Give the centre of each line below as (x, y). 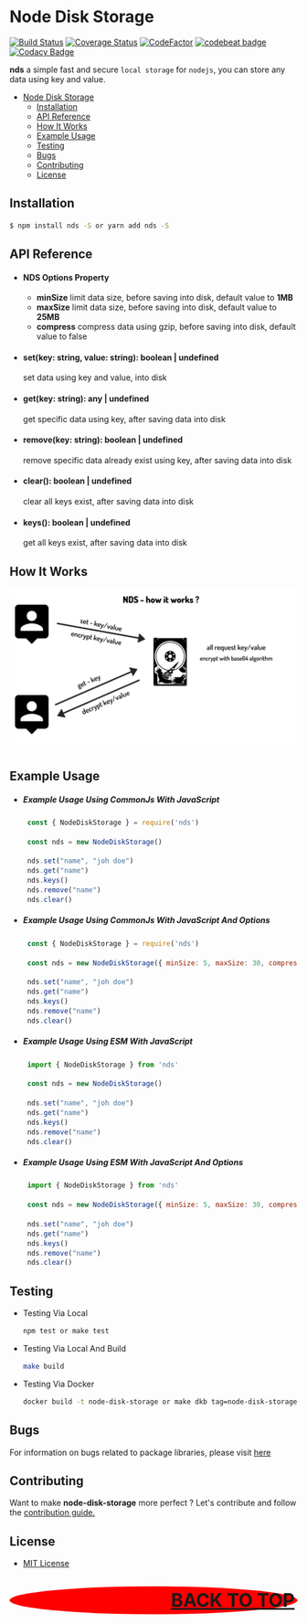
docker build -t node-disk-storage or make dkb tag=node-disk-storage (160, 1401)
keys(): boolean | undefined (76, 522)
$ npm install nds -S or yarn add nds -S (90, 226)
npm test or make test (66, 1332)
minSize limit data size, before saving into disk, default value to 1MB (165, 298)
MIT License (46, 1564)
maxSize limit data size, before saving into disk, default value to (156, 307)
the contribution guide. (53, 1513)
